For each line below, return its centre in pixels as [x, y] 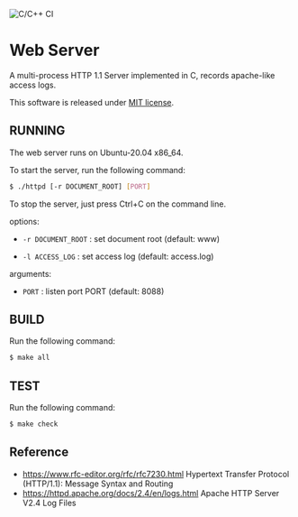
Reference [39, 452]
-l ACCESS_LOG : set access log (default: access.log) [118, 256]
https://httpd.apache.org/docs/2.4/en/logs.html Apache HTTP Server [151, 493]
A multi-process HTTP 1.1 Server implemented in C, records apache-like [142, 75]
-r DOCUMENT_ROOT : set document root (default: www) [121, 238]
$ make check [34, 424]
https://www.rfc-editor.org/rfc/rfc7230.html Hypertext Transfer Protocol [156, 474]
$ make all [30, 358]
